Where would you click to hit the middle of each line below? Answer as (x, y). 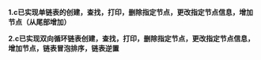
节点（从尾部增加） (40, 22)
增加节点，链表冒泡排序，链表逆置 (64, 48)
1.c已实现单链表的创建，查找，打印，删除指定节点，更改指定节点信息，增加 (130, 12)
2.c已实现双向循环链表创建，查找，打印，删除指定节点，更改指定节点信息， (131, 39)
